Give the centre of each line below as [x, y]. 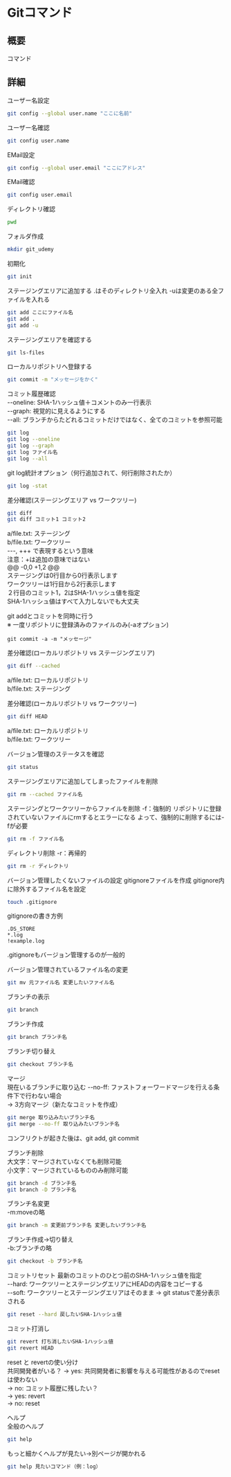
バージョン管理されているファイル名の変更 [68, 970]
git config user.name [38, 141]
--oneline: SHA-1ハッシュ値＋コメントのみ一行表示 [80, 402]
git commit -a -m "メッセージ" [49, 640]
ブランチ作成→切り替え [40, 1240]
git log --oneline [34, 440]
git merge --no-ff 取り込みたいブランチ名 [63, 1124]
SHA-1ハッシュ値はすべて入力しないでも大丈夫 [73, 601]
